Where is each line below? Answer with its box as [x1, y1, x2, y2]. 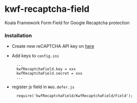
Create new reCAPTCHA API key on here [11, 43, 94, 49]
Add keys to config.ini [11, 53, 59, 59]
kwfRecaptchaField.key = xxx [16, 67, 76, 72]
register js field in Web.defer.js [11, 84, 75, 90]
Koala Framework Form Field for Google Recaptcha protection [4, 20, 130, 26]
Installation [4, 32, 32, 39]
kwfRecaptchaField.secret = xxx [16, 71, 82, 76]
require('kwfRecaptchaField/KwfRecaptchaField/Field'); [16, 94, 133, 99]
